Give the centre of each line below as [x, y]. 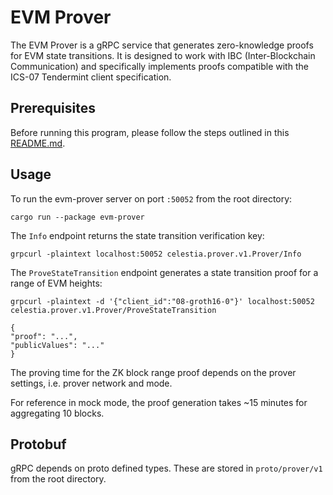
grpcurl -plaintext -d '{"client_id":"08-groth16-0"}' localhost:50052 [162, 301]
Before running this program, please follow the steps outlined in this [150, 132]
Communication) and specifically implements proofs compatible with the [159, 66]
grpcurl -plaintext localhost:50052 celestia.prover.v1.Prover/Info [156, 254]
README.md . [38, 143]
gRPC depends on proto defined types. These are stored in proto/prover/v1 [166, 468]
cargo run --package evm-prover [77, 217]
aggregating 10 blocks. [57, 413]
